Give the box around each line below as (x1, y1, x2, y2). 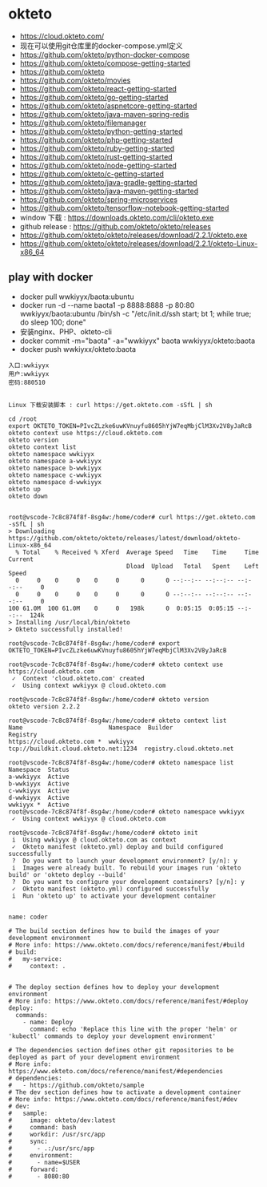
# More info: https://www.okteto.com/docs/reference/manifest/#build (8, 941, 245, 949)
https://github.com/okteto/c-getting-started (19, 169, 164, 179)
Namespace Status (8, 765, 70, 773)
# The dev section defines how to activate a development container (8, 1088, 241, 1096)
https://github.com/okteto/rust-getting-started (19, 151, 173, 161)
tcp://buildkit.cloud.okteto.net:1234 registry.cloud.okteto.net (8, 745, 234, 753)
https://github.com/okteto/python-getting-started (19, 126, 183, 136)
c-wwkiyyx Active (8, 786, 70, 794)
